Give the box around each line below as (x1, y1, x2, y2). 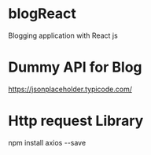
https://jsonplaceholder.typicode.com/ (8, 84, 132, 94)
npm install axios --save (8, 138, 87, 147)
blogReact (8, 5, 77, 23)
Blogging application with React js (8, 31, 118, 40)
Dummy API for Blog (8, 58, 143, 76)
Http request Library (8, 112, 144, 130)
